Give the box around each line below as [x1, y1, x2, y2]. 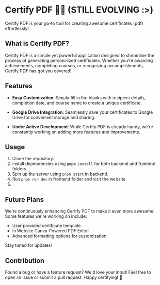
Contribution [5, 256, 45, 265]
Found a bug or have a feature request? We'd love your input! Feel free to [5, 270, 151, 275]
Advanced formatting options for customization [12, 233, 107, 239]
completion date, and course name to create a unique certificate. [12, 100, 142, 105]
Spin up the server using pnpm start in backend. [12, 171, 109, 177]
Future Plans [5, 195, 44, 204]
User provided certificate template [12, 223, 81, 229]
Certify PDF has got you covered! [5, 68, 72, 74]
